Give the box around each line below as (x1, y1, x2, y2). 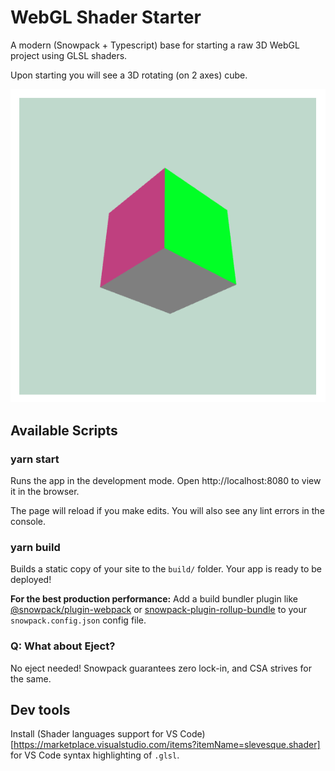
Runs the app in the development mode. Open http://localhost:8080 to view (10, 474, 322, 486)
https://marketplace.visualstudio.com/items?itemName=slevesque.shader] (13, 739, 321, 751)
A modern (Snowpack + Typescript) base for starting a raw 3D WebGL (10, 39, 300, 51)
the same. (10, 672, 52, 685)
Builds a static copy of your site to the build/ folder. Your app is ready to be (10, 563, 322, 575)
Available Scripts (10, 422, 118, 439)
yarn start (10, 452, 60, 466)
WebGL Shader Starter (10, 6, 202, 29)
